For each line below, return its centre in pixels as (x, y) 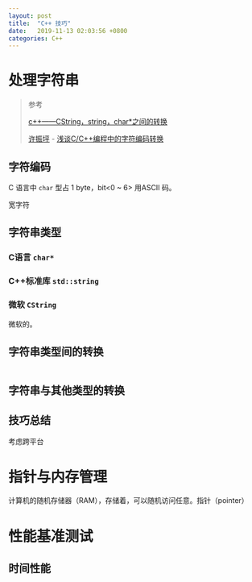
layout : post (30, 16)
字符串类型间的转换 (56, 351)
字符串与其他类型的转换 (66, 391)
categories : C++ (35, 38)
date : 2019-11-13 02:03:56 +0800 (68, 31)
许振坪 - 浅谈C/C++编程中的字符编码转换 (96, 139)
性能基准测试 (51, 536)
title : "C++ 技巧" (40, 23)
